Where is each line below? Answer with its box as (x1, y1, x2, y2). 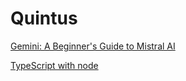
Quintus (10, 7, 78, 30)
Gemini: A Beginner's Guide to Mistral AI (10, 40, 176, 52)
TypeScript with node (10, 59, 99, 71)
